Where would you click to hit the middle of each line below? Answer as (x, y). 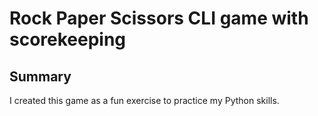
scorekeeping (68, 39)
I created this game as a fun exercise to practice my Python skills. (144, 100)
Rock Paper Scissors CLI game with (159, 18)
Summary (40, 76)
